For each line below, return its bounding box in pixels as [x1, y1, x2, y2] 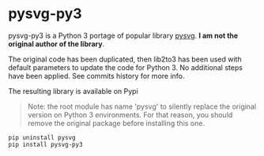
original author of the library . [8, 39, 105, 48]
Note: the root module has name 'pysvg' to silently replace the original [27, 102, 257, 111]
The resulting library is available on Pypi [8, 86, 138, 95]
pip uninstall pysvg [8, 133, 77, 142]
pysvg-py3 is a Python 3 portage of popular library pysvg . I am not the [8, 31, 239, 40]
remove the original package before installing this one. [27, 118, 206, 128]
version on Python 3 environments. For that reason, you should [27, 110, 233, 119]
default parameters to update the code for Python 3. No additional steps [8, 62, 243, 72]
